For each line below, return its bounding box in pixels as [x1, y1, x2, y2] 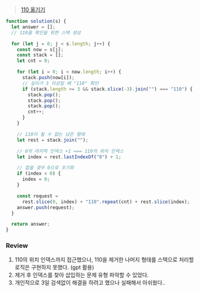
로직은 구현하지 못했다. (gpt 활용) [14, 264, 94, 271]
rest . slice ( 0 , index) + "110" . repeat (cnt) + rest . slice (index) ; [21, 199, 190, 205]
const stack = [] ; [17, 52, 64, 58]
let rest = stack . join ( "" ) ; [17, 137, 88, 143]
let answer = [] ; [11, 24, 56, 30]
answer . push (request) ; [17, 204, 75, 210]
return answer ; [11, 221, 50, 228]
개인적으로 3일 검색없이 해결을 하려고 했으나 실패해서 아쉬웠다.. [14, 279, 166, 286]
